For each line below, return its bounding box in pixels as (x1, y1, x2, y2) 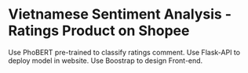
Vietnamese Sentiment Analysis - (8, 5, 232, 23)
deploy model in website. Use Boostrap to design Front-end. (8, 56, 203, 65)
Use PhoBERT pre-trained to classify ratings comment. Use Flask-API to (8, 47, 241, 57)
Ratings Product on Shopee (8, 22, 190, 40)
